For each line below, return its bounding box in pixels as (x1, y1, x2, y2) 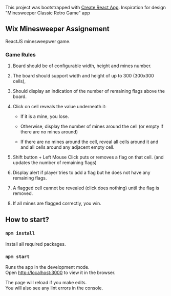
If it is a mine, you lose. (20, 113, 69, 120)
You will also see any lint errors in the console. (5, 285, 103, 291)
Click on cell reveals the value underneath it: (12, 104, 106, 110)
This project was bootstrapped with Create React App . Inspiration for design (5, 5, 166, 10)
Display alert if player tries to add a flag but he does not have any (12, 169, 151, 176)
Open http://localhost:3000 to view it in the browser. (5, 269, 116, 276)
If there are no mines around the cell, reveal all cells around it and (20, 139, 159, 145)
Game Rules (5, 51, 36, 58)
